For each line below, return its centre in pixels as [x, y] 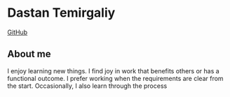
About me [29, 54]
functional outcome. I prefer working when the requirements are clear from [115, 78]
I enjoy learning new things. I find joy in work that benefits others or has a [113, 70]
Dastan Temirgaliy [61, 13]
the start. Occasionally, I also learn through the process [87, 86]
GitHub [18, 32]
